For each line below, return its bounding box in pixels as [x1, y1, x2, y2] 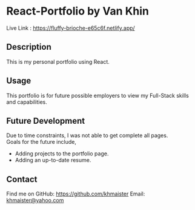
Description [6, 42, 51, 52]
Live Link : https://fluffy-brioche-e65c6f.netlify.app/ [6, 24, 135, 32]
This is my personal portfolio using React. [6, 58, 110, 65]
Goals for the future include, [6, 138, 77, 146]
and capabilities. [6, 98, 47, 106]
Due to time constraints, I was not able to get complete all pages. [6, 132, 168, 139]
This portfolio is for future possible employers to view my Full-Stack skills [6, 92, 189, 99]
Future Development [6, 115, 85, 126]
